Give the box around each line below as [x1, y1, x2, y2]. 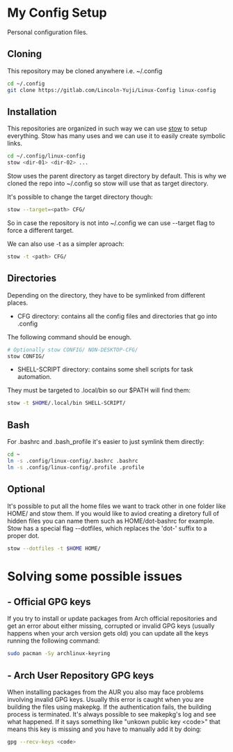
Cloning [7, 48, 42, 60]
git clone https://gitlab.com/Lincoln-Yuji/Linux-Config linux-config [7, 86, 216, 93]
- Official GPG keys [7, 596, 91, 608]
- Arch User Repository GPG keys [7, 669, 154, 681]
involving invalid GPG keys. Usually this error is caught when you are [7, 696, 204, 704]
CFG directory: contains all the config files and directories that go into [17, 312, 218, 320]
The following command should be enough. [7, 332, 132, 341]
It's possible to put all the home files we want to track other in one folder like [7, 502, 226, 510]
